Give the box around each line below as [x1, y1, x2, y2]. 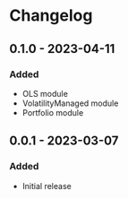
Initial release [21, 180, 72, 191]
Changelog [9, 5, 93, 26]
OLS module [21, 88, 69, 99]
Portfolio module [21, 107, 84, 117]
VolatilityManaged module [21, 98, 119, 108]
